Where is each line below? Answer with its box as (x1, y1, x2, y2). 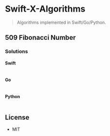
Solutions (5, 48, 28, 55)
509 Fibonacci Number (5, 34, 76, 42)
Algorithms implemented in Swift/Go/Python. (16, 19, 106, 25)
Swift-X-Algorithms (5, 3, 86, 15)
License (5, 113, 30, 122)
